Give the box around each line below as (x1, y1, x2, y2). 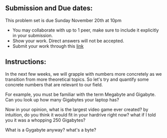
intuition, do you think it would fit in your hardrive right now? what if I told (5, 111, 156, 117)
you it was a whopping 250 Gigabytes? (5, 117, 86, 123)
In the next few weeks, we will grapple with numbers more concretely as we (5, 71, 162, 77)
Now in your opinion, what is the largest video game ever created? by (5, 106, 149, 112)
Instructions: (5, 58, 47, 66)
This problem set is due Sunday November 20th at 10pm (5, 17, 122, 23)
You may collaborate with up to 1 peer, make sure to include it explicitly (12, 27, 159, 33)
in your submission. (12, 32, 53, 38)
